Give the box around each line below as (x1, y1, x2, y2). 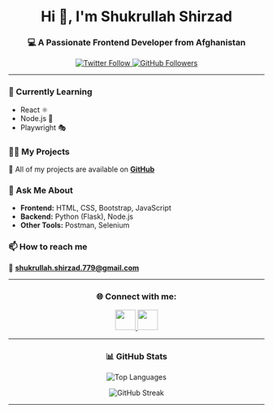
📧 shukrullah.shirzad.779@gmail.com (8, 263, 140, 272)
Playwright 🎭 (19, 122, 67, 133)
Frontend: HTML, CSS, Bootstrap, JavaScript (19, 203, 172, 213)
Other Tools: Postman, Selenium (19, 220, 130, 230)
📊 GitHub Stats (105, 350, 168, 362)
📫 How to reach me (8, 241, 88, 253)
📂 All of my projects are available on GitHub (8, 164, 155, 174)
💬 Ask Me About (8, 185, 73, 196)
